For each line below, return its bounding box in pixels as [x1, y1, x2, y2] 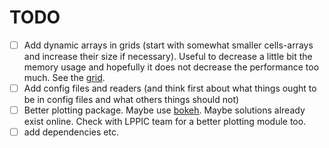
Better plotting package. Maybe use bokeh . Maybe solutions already [23, 104, 306, 116]
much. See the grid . [23, 72, 106, 83]
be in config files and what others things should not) [23, 94, 240, 106]
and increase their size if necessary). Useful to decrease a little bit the [23, 51, 313, 62]
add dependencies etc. [23, 126, 119, 138]
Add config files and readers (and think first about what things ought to [23, 82, 317, 94]
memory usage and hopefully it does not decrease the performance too [23, 61, 320, 73]
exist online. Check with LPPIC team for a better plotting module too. [23, 116, 307, 128]
